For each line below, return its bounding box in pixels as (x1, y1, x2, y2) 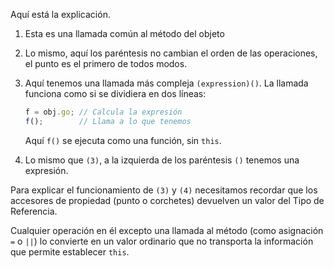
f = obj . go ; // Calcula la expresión (24, 107, 183, 117)
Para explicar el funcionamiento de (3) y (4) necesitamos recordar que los (10, 184, 318, 196)
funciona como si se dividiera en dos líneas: (24, 88, 207, 99)
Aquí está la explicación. (10, 9, 111, 20)
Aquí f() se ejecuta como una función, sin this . (24, 134, 222, 146)
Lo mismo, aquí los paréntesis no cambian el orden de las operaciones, (24, 47, 318, 59)
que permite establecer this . (10, 245, 130, 258)
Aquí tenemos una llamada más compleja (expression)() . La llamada (24, 77, 309, 89)
